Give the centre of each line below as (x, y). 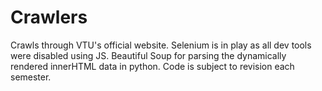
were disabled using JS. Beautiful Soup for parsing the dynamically (148, 55)
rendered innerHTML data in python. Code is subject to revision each (152, 66)
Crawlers (49, 17)
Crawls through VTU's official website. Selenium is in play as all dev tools (161, 45)
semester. (31, 77)
